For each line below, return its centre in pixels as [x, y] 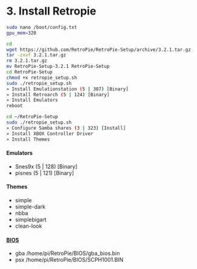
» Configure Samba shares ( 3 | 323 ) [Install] [66, 128]
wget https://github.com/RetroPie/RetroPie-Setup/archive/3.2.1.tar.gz [98, 50]
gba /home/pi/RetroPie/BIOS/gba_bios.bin [67, 253]
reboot [15, 106]
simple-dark [30, 207]
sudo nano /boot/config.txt [42, 27]
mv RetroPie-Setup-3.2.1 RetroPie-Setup [58, 67]
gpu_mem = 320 [21, 33]
